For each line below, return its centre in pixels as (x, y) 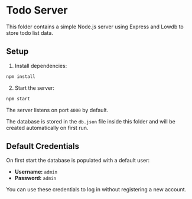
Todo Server (37, 10)
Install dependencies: (41, 66)
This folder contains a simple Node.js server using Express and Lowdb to (95, 27)
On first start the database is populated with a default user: (78, 161)
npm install (21, 76)
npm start (18, 99)
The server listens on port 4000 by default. (57, 110)
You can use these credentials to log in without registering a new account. (96, 190)
